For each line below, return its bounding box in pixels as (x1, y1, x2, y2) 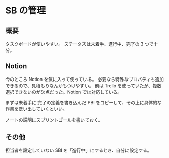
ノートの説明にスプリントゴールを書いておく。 (5, 116, 103, 123)
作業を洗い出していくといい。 (5, 106, 67, 112)
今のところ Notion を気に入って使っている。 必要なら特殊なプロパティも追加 (5, 76, 164, 82)
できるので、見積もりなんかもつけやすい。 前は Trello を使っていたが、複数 (5, 82, 162, 89)
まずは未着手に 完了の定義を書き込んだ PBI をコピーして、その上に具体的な (5, 99, 162, 105)
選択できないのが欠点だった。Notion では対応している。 (5, 89, 122, 95)
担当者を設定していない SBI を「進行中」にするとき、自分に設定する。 (5, 147, 152, 153)
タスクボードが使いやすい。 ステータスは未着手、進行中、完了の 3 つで (5, 41, 154, 47)
